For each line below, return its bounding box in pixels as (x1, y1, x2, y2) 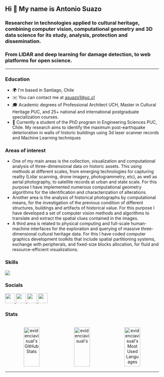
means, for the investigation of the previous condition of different (12, 200, 143, 206)
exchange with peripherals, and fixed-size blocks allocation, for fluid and (12, 241, 159, 247)
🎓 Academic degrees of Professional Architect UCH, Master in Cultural (12, 101, 156, 108)
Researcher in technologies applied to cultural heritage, (5, 20, 140, 26)
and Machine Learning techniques (12, 135, 81, 141)
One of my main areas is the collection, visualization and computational (12, 158, 156, 164)
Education (5, 75, 30, 82)
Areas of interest (5, 147, 46, 154)
